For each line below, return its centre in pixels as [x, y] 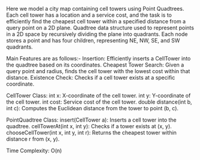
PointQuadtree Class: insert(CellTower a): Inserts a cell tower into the [91, 120]
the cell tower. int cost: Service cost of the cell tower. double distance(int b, [99, 102]
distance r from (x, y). [33, 139]
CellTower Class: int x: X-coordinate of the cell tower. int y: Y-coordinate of [99, 96]
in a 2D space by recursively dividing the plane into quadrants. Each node [97, 34]
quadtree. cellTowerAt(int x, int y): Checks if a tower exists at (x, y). [89, 126]
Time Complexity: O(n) [34, 150]
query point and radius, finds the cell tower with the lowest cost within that [98, 71]
